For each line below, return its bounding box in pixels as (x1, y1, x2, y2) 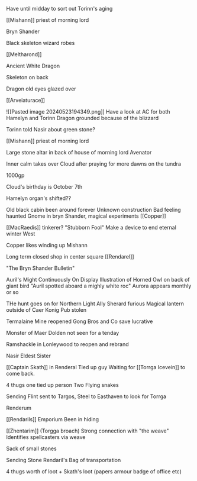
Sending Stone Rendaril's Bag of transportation (6, 457, 121, 463)
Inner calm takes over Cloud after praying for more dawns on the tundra (6, 160, 182, 167)
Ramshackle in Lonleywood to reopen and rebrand (6, 341, 129, 348)
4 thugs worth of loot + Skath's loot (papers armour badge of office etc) (6, 468, 182, 475)
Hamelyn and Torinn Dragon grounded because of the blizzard (6, 115, 159, 121)
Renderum (6, 405, 31, 411)
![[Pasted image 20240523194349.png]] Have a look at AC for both (6, 108, 170, 115)
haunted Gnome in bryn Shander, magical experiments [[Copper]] (6, 212, 167, 219)
